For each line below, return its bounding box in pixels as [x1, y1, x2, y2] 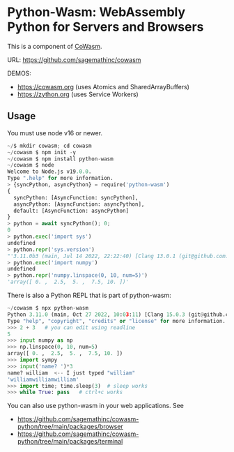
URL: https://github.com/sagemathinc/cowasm [7, 55, 141, 63]
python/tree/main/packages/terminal [17, 437, 123, 446]
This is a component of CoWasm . [7, 42, 102, 50]
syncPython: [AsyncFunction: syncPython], [13, 194, 139, 201]
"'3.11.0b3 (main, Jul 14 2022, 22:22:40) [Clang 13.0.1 [7, 253, 176, 259]
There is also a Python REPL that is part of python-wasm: [7, 291, 172, 299]
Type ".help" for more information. [7, 175, 114, 182]
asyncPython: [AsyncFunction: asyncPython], [13, 200, 145, 208]
